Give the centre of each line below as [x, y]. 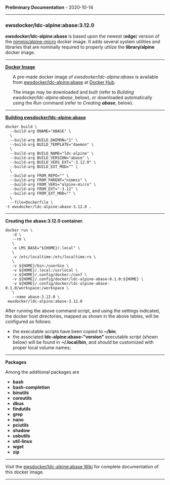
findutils [22, 409]
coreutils [22, 398]
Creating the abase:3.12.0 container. [44, 221]
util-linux [22, 441]
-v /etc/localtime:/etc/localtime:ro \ [54, 257]
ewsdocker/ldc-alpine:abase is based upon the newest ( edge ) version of [82, 36]
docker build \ [21, 127]
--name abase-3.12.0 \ [36, 297]
